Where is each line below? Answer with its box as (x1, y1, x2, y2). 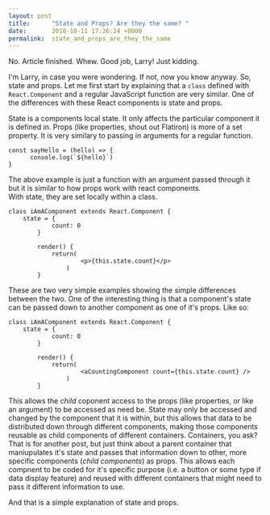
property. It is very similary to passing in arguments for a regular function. (8, 131, 253, 141)
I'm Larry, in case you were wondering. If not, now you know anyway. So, (8, 72, 251, 82)
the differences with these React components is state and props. (8, 98, 223, 108)
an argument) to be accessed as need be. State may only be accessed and (8, 405, 257, 415)
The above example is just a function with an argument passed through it (8, 175, 251, 184)
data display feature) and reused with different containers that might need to (8, 474, 262, 483)
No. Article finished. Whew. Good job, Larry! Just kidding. (8, 57, 199, 66)
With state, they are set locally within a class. (8, 192, 158, 202)
